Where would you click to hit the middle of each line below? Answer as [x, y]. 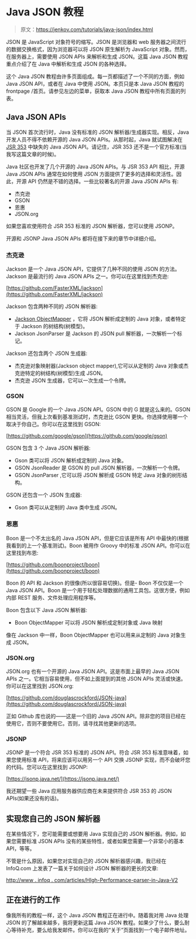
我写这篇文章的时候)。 [33, 154]
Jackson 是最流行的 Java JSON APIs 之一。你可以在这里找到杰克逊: [87, 276]
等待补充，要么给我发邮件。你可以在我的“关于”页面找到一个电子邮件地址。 [100, 930]
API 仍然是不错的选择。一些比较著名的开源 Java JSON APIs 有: [103, 181]
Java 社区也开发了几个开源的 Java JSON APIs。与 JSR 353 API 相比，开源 [96, 166]
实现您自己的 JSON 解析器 [53, 818]
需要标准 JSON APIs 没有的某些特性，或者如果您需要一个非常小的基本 [100, 841]
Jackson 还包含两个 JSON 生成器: [47, 353]
